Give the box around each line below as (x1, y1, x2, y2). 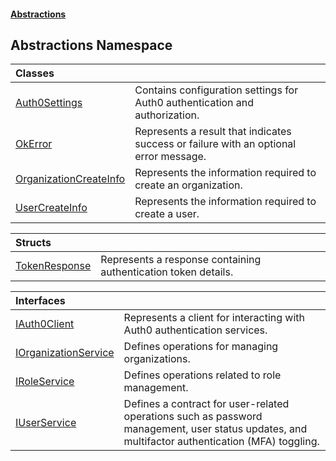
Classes (15, 66, 55, 80)
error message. (134, 150, 207, 164)
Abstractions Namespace (10, 36, 173, 54)
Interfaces (15, 294, 66, 308)
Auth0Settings (15, 96, 83, 110)
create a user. (134, 207, 200, 221)
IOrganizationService (15, 346, 115, 360)
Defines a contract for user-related (123, 397, 290, 411)
